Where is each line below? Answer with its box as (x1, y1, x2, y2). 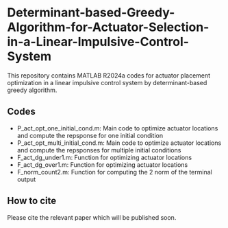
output (16, 175, 36, 183)
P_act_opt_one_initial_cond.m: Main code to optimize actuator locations (16, 124, 218, 132)
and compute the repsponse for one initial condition (16, 131, 163, 139)
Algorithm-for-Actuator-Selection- (7, 19, 210, 35)
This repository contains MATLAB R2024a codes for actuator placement (7, 71, 211, 80)
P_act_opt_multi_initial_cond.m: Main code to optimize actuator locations (16, 139, 222, 147)
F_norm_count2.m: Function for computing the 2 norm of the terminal (16, 168, 212, 176)
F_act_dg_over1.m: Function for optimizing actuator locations (16, 160, 188, 169)
